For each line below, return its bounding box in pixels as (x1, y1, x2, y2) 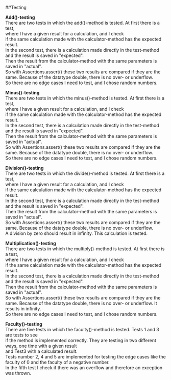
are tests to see (5, 332, 38, 338)
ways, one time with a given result (5, 343, 77, 349)
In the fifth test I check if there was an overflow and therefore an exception (5, 365, 162, 371)
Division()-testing (5, 165, 44, 171)
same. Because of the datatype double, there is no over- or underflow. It (5, 300, 157, 306)
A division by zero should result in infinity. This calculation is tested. (5, 230, 148, 236)
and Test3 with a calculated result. (5, 348, 78, 354)
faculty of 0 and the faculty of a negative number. (5, 359, 110, 365)
